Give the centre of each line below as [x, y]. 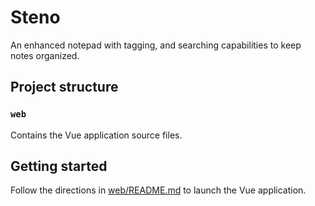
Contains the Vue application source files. [96, 135]
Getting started [59, 166]
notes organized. [45, 55]
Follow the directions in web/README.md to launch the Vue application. [158, 190]
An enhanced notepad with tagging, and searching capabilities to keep [156, 45]
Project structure [64, 87]
